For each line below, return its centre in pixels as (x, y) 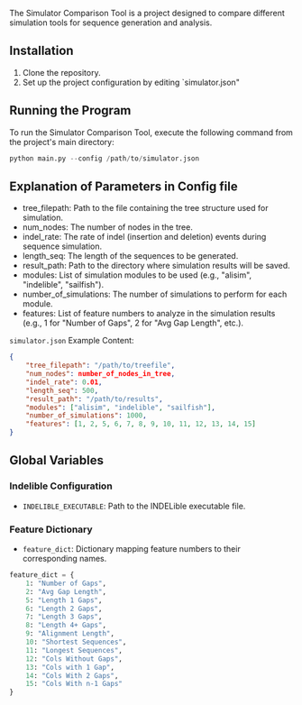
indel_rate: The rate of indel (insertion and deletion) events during (144, 237)
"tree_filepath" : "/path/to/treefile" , (101, 366)
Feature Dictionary (51, 529)
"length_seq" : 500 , (62, 390)
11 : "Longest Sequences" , (74, 650)
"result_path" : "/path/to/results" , (95, 399)
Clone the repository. (61, 72)
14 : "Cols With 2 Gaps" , (72, 675)
